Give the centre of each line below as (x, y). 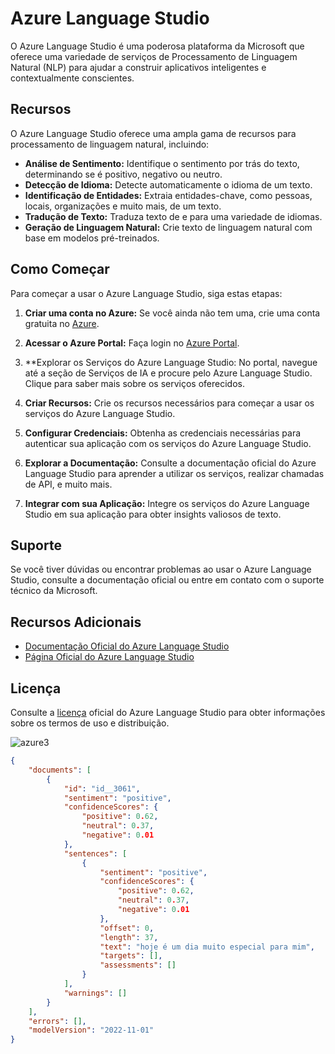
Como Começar (60, 269)
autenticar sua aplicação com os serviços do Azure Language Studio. (168, 443)
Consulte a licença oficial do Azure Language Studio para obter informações (168, 712)
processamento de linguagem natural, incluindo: (110, 144)
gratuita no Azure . (62, 323)
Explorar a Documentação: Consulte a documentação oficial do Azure (170, 463)
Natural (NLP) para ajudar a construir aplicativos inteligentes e (138, 67)
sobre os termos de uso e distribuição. (90, 723)
